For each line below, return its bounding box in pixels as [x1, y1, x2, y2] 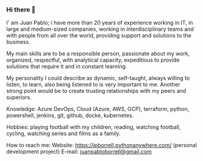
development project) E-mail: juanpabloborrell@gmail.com [6, 148, 152, 156]
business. [6, 39, 30, 46]
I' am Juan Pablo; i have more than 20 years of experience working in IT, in [6, 19, 193, 27]
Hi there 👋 [6, 5, 36, 14]
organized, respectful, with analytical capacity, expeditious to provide [6, 57, 180, 64]
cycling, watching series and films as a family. [6, 130, 121, 137]
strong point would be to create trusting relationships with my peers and [6, 87, 187, 95]
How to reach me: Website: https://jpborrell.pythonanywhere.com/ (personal [6, 142, 197, 149]
